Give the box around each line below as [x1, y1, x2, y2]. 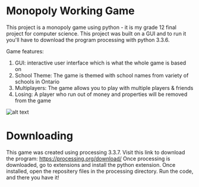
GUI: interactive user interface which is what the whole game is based [14, 59, 187, 66]
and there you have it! [6, 173, 59, 181]
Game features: [6, 47, 45, 54]
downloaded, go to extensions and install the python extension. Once [6, 161, 176, 168]
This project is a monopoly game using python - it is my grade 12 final [6, 24, 177, 31]
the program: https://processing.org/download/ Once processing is [6, 155, 170, 162]
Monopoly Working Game [6, 4, 135, 18]
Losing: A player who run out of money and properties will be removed [14, 91, 188, 98]
